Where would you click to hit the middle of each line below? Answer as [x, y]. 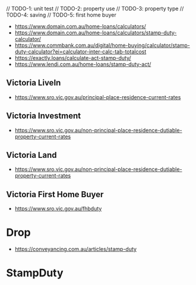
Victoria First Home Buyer [55, 194]
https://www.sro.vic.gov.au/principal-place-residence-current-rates [98, 97]
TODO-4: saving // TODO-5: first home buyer [61, 15]
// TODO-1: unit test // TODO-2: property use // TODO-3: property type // [95, 9]
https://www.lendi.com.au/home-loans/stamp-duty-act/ [83, 64]
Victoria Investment [44, 116]
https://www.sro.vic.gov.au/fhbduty [58, 209]
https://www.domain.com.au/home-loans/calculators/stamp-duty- [96, 33]
